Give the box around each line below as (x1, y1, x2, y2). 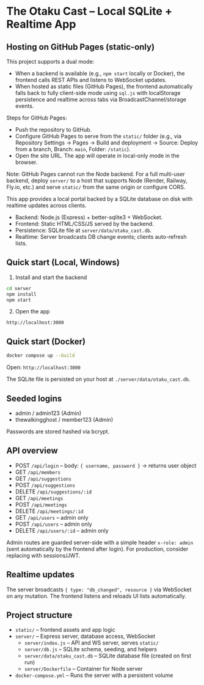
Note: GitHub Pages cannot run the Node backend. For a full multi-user (6, 170, 185, 178)
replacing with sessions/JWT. (6, 552, 81, 559)
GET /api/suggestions (15, 474, 72, 482)
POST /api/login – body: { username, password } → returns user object (15, 462, 197, 469)
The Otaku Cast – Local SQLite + (6, 4, 173, 18)
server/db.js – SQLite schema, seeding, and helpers (24, 646, 158, 653)
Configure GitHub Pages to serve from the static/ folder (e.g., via (15, 133, 182, 140)
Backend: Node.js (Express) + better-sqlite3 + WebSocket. (15, 214, 163, 221)
